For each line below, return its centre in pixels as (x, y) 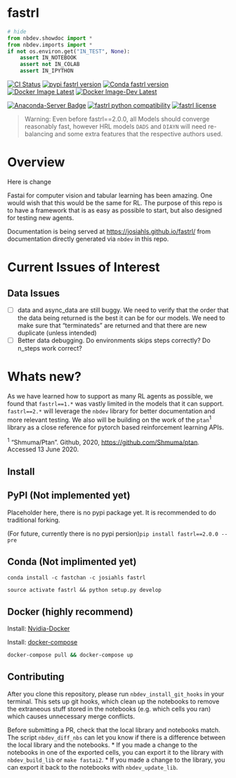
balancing (39, 134)
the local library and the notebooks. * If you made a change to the (103, 745)
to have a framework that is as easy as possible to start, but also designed (115, 210)
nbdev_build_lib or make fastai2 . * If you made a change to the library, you (116, 760)
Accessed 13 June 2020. (43, 449)
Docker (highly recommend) (70, 612)
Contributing (36, 677)
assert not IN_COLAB (50, 65)
